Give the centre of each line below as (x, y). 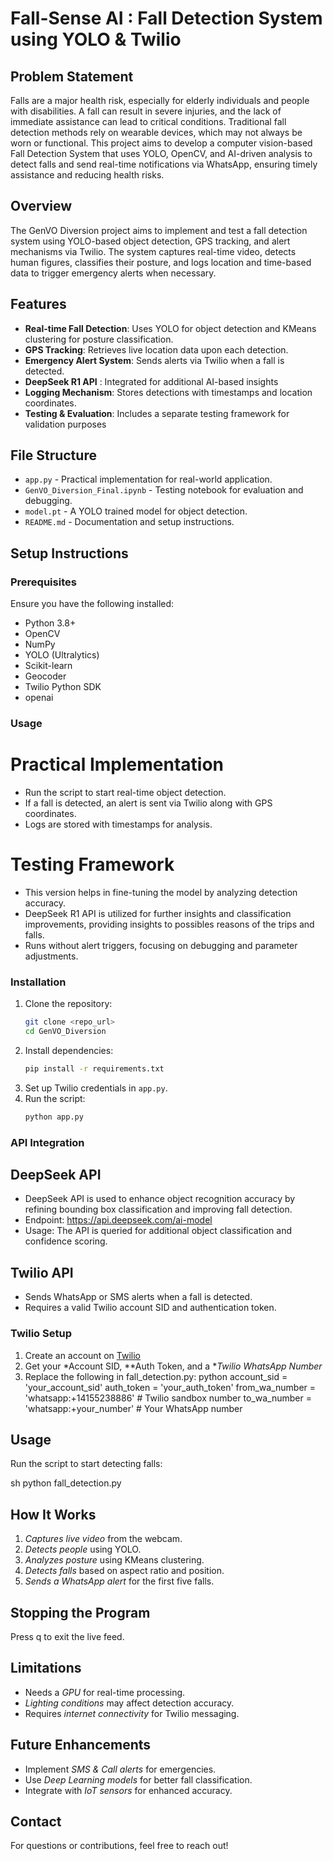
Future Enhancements (81, 1745)
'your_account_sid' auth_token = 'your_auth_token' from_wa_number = (170, 1387)
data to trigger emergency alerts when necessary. (113, 273)
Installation (38, 982)
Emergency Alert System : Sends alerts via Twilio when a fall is (154, 360)
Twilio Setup (41, 1334)
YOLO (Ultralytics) (62, 655)
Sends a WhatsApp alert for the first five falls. (119, 1581)
